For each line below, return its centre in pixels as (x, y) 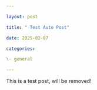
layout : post (22, 16)
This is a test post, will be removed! (49, 81)
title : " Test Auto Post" (38, 27)
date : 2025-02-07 (27, 38)
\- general (19, 59)
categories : (21, 49)
